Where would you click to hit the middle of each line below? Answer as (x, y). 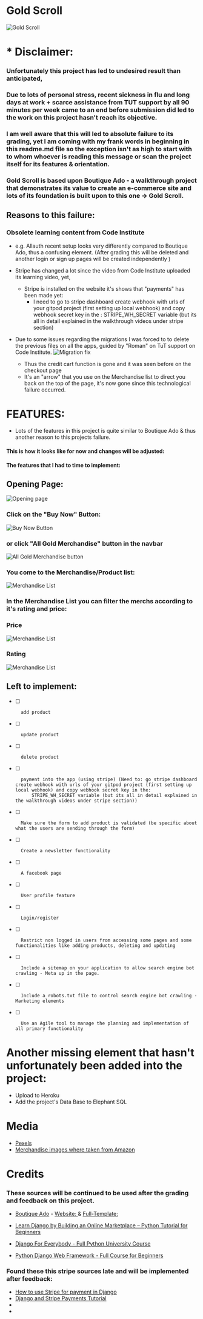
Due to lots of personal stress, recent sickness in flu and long (98, 95)
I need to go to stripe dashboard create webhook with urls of (109, 302)
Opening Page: (35, 484)
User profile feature (48, 895)
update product (40, 734)
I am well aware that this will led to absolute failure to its (90, 134)
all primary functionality (49, 1029)
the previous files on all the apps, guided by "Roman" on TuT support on (105, 345)
